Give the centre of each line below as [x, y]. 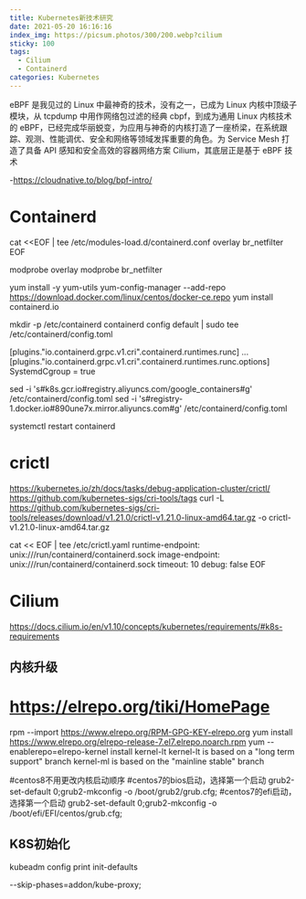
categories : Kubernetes [55, 78]
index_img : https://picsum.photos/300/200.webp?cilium [116, 35]
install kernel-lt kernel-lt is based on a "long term [202, 751]
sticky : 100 [32, 43]
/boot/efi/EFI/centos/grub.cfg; [66, 813]
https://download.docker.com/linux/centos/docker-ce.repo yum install [142, 297]
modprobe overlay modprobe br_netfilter [86, 270]
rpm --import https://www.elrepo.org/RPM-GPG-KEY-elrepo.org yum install [151, 732]
